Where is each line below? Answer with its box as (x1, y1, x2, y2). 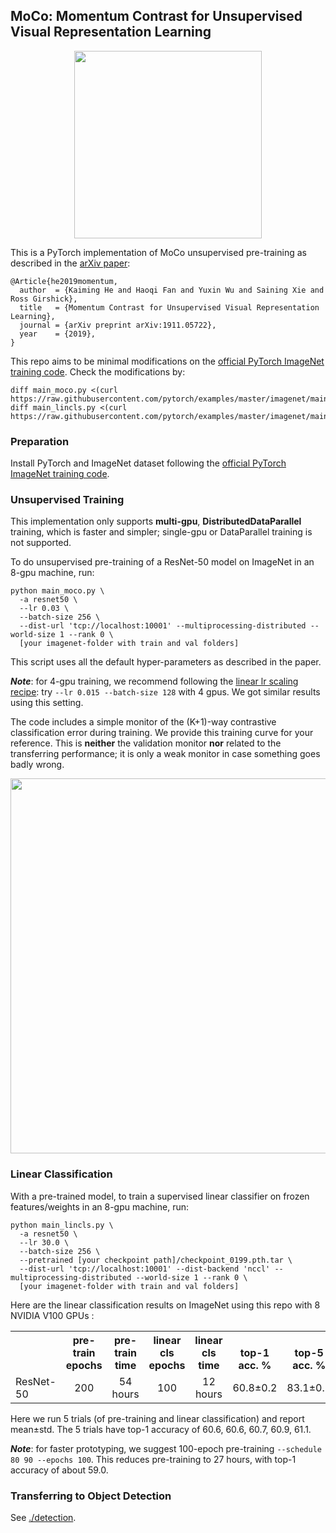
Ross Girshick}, (10, 294, 78, 304)
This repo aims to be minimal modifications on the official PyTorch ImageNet (10, 355, 325, 367)
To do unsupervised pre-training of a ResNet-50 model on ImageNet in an (10, 556, 315, 568)
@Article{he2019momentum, (10, 276, 118, 286)
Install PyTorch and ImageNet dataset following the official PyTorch (10, 457, 287, 469)
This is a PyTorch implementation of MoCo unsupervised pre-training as (10, 246, 307, 258)
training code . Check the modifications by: (10, 365, 186, 378)
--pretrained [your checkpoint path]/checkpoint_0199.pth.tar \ (19, 1255, 293, 1265)
